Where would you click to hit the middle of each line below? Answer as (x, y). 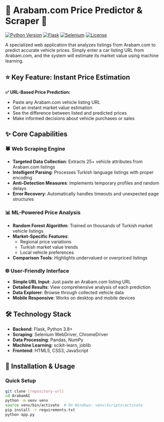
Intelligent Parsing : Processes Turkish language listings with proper (83, 172)
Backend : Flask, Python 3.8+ (43, 329)
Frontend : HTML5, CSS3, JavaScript (50, 350)
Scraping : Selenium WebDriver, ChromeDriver (60, 334)
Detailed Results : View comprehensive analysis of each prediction (81, 287)
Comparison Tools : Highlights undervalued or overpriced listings (80, 257)
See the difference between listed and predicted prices (70, 113)
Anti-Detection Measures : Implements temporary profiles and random (86, 183)
